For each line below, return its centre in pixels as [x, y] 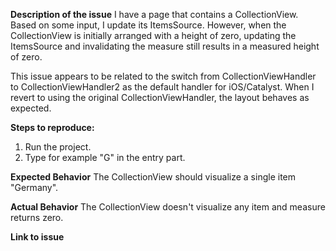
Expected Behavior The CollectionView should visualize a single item [153, 177]
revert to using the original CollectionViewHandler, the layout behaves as [160, 97]
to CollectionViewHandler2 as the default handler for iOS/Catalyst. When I [162, 87]
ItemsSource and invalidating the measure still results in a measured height [165, 46]
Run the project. [58, 147]
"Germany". [34, 187]
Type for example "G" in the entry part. [105, 157]
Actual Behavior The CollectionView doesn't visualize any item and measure [168, 207]
